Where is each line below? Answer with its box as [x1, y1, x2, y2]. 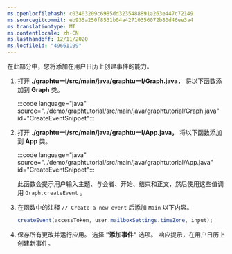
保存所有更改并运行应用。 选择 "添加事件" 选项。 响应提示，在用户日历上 [17, 230, 225, 239]
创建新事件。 [17, 239, 54, 247]
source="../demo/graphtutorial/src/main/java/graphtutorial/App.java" [17, 158, 213, 166]
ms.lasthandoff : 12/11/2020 [7, 36, 89, 43]
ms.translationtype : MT [7, 23, 76, 30]
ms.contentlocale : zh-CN [7, 29, 79, 37]
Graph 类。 [30, 86, 64, 93]
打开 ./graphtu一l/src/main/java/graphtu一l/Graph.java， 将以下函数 [17, 77, 216, 85]
